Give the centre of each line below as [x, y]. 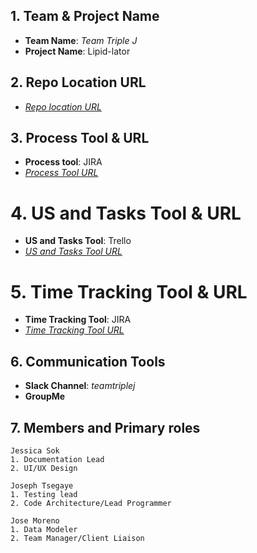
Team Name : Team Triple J [81, 40]
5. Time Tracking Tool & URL [129, 291]
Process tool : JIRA [63, 162]
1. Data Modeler [44, 529]
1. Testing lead [44, 494]
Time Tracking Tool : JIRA [78, 320]
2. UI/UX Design [44, 468]
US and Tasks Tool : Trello [78, 241]
